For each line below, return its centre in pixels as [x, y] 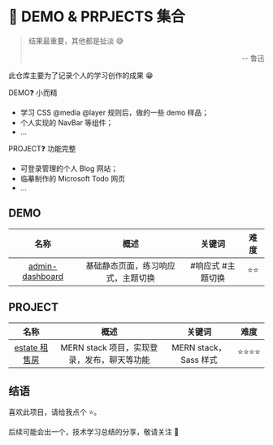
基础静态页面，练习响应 [131, 265]
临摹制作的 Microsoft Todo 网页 [73, 178]
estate [26, 347]
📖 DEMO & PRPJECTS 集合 [97, 17]
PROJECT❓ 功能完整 [42, 148]
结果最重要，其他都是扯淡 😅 [76, 41]
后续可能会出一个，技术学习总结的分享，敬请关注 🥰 [94, 432]
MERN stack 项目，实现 [105, 347]
